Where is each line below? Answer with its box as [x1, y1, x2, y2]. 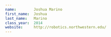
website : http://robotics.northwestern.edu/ [5, 25, 107, 30]
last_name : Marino [5, 16, 48, 21]
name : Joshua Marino [5, 7, 63, 12]
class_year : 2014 [5, 20, 43, 25]
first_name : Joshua [5, 12, 48, 16]
